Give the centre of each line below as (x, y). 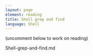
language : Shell (22, 24)
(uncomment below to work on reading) (47, 38)
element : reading (24, 15)
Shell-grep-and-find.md (30, 48)
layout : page (19, 10)
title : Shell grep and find (35, 19)
